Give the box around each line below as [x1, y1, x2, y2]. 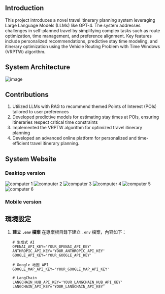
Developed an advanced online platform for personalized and [12, 135, 137, 141]
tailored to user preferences [12, 109, 69, 115]
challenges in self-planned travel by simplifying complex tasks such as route [5, 27, 160, 34]
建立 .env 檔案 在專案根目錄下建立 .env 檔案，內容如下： [12, 229, 127, 235]
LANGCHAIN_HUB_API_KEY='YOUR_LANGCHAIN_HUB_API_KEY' [12, 280, 123, 285]
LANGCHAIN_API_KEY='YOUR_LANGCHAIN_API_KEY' [12, 284, 105, 289]
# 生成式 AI [12, 240, 35, 245]
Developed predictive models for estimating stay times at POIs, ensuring [12, 114, 159, 120]
